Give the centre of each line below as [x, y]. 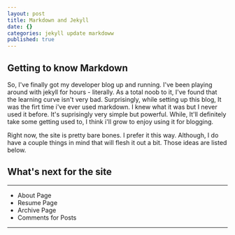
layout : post [26, 14]
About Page [34, 195]
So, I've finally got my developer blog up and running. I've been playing [110, 84]
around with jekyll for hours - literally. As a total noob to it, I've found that [112, 92]
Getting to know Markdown [67, 68]
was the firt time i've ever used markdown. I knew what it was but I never [113, 107]
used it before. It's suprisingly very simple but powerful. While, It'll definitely [117, 114]
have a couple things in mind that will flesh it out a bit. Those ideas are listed [117, 142]
